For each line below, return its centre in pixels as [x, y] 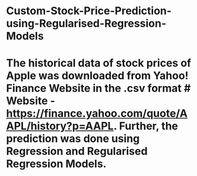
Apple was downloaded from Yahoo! [97, 76]
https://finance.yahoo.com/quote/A [97, 113]
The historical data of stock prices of [99, 63]
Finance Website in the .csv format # [99, 89]
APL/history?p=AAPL [60, 126]
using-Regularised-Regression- [86, 23]
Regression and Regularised [77, 151]
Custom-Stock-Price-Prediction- [89, 11]
